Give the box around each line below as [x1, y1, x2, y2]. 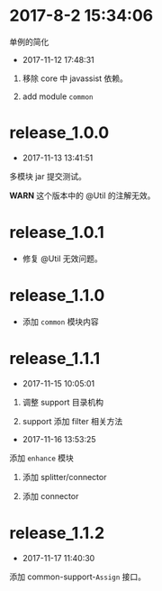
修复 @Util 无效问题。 [22, 253, 103, 264]
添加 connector [22, 490, 79, 501]
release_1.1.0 [9, 286, 105, 305]
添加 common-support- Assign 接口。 [9, 571, 147, 582]
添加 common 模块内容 [22, 316, 99, 327]
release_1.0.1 [9, 223, 105, 243]
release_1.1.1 [9, 348, 101, 368]
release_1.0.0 [9, 123, 110, 143]
